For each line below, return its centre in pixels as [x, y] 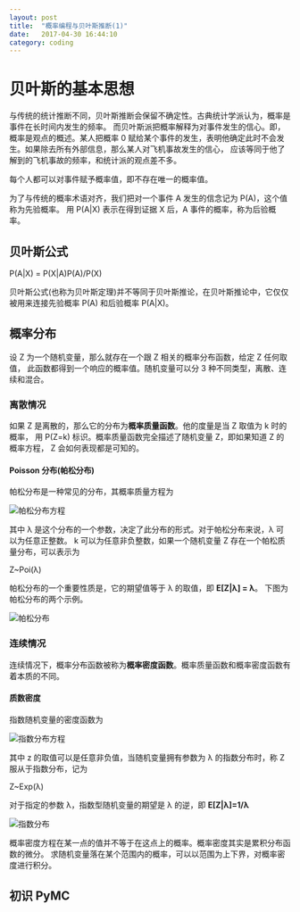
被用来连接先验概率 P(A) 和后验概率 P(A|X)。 [92, 303]
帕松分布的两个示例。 [48, 600]
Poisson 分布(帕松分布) [52, 470]
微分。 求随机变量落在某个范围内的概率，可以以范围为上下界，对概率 [151, 854]
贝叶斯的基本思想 [72, 89]
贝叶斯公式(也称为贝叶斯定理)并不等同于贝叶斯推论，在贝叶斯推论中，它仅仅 [149, 292]
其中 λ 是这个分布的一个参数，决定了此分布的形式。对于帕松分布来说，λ [142, 530]
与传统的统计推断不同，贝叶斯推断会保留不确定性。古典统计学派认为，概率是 [150, 116]
